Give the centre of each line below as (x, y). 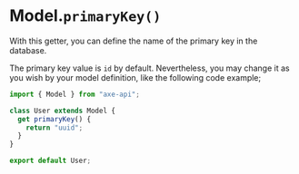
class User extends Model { (63, 111)
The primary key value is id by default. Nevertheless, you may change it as (149, 68)
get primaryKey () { (55, 119)
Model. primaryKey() (85, 16)
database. (28, 50)
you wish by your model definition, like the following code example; (135, 77)
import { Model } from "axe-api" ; (75, 94)
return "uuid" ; (55, 128)
